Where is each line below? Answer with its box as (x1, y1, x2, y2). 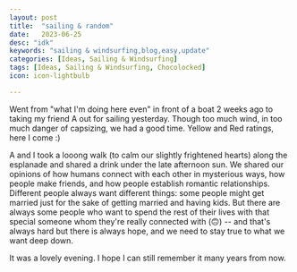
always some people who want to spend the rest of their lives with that (9, 207, 270, 217)
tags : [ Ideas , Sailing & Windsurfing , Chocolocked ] (9, 64, 206, 72)
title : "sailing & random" (9, 21, 115, 30)
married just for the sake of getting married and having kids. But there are (9, 197, 281, 208)
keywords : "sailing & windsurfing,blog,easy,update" (9, 47, 210, 55)
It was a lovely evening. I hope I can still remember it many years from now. (9, 252, 286, 263)
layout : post (9, 13, 58, 22)
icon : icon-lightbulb (9, 72, 90, 81)
